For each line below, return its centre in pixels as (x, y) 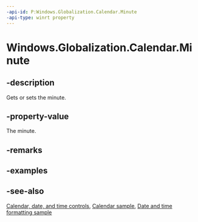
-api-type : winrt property (40, 18)
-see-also (25, 191)
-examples (27, 171)
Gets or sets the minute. (36, 97)
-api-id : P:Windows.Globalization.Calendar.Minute (72, 12)
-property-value (38, 116)
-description (30, 83)
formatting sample (29, 212)
